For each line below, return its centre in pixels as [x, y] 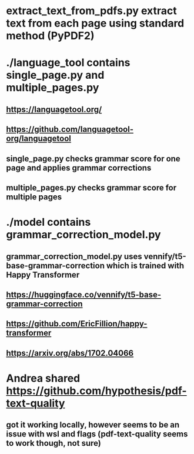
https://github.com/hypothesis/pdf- [96, 391]
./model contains [48, 222]
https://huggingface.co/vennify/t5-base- [84, 294]
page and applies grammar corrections [79, 168]
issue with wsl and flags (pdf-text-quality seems [97, 434]
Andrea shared [43, 378]
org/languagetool [39, 138]
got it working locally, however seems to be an [93, 425]
